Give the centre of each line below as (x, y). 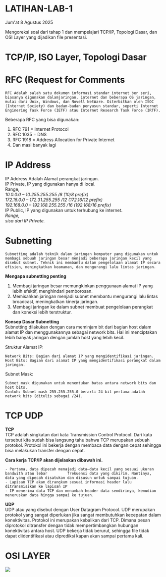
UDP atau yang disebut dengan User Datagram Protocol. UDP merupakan (80, 509)
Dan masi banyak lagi (34, 145)
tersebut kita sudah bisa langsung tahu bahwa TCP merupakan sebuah (78, 440)
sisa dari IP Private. (25, 221)
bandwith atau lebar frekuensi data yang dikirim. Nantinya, (79, 473)
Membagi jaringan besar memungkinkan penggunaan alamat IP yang (83, 286)
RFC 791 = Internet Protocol (40, 129)
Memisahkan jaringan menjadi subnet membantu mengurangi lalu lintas (85, 296)
